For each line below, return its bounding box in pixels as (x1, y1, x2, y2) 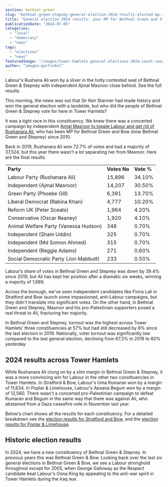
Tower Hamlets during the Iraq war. (5, 475, 78, 482)
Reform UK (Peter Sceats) (7, 206, 69, 213)
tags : (5, 45, 16, 50)
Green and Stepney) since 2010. (5, 134, 71, 140)
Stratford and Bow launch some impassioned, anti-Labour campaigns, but (5, 294, 157, 300)
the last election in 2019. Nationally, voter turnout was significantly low (5, 330, 150, 336)
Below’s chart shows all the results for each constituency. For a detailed (5, 410, 153, 417)
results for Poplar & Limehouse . (5, 421, 70, 427)
